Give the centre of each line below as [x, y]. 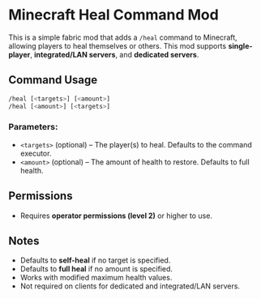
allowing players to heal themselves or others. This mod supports [118, 45]
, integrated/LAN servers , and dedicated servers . [114, 54]
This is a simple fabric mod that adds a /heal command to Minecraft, [123, 37]
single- [240, 45]
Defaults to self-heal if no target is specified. [95, 260]
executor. [36, 153]
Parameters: [33, 127]
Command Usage [53, 80]
